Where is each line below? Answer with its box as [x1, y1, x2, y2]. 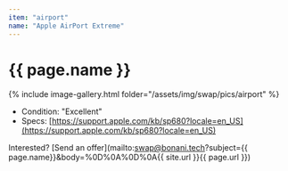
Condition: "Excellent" [21, 106, 103, 117]
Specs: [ [21, 116, 53, 126]
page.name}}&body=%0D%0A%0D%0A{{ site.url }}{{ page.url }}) [8, 152, 251, 163]
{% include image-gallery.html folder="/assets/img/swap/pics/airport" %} [8, 89, 280, 100]
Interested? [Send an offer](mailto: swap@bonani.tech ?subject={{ [8, 142, 249, 153]
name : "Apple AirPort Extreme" [8, 21, 125, 30]
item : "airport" [8, 12, 69, 22]
